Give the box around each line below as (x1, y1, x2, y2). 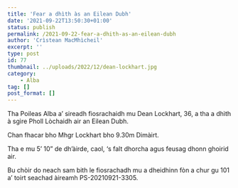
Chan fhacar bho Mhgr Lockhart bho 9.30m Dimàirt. (7, 131, 160, 140)
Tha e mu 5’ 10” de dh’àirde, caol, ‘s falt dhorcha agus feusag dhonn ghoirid (7, 145, 229, 153)
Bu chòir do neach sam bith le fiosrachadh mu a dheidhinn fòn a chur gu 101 (7, 166, 229, 174)
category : (7, 70, 37, 77)
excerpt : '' (7, 43, 43, 51)
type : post (7, 51, 40, 58)
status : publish (7, 23, 55, 31)
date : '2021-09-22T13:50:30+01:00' (7, 17, 113, 24)
